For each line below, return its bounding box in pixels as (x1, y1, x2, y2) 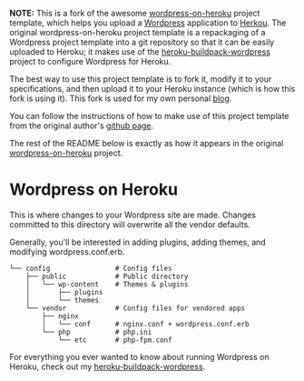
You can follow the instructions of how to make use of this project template (9, 111, 289, 121)
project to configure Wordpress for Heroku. (9, 56, 172, 66)
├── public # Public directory (25, 272, 189, 281)
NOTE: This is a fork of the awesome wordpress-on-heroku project (9, 8, 260, 18)
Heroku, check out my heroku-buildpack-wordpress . (9, 361, 206, 372)
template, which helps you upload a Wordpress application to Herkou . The (9, 17, 287, 28)
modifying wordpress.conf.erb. (9, 246, 125, 257)
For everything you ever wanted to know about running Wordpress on (9, 351, 270, 362)
